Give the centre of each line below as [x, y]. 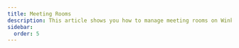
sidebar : [20, 27]
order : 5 [27, 34]
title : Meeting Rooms [39, 14]
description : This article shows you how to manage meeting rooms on [113, 20]
